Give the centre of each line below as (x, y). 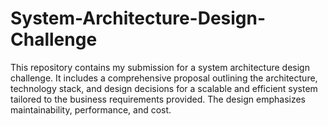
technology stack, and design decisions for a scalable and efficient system (164, 88)
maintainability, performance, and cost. (91, 109)
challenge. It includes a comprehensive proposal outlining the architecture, (164, 78)
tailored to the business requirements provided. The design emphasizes (158, 99)
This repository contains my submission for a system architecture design (160, 67)
